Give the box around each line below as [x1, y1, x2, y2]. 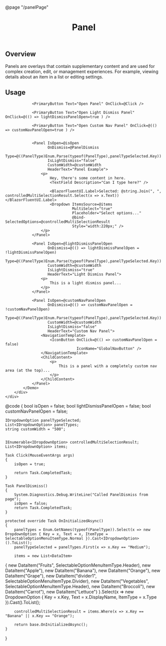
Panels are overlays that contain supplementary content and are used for [5, 63, 155, 69]
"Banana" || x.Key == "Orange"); [5, 614, 75, 619]
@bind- [72, 215, 86, 220]
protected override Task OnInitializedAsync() [5, 519, 104, 524]
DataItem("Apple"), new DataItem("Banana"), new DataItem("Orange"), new [5, 568, 161, 574]
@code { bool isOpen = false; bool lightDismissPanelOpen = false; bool [5, 403, 151, 409]
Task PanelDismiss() [5, 484, 48, 489]
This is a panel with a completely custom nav [58, 364, 157, 369]
